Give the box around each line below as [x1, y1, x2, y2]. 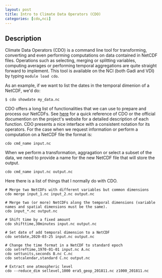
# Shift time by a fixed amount [5, 218, 71, 222]
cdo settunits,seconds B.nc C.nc [5, 252, 73, 257]
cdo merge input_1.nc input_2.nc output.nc [5, 192, 95, 197]
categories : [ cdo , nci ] [5, 16, 51, 21]
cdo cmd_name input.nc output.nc [5, 169, 73, 175]
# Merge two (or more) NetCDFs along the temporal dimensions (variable [5, 200, 156, 205]
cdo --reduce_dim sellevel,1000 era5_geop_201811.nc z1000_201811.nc [5, 269, 149, 274]
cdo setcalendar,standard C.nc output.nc [5, 256, 90, 261]
